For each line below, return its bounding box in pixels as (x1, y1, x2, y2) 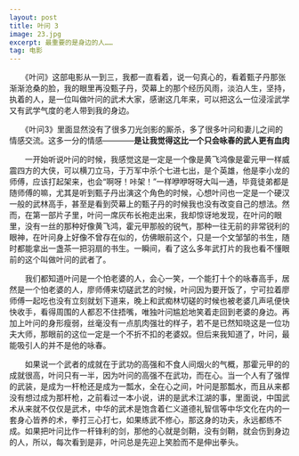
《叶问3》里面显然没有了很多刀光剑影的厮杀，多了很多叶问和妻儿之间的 (24, 124, 283, 134)
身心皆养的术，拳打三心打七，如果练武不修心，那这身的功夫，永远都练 (16, 415, 274, 426)
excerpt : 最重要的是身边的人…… (9, 37, 113, 47)
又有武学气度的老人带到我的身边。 (9, 105, 134, 116)
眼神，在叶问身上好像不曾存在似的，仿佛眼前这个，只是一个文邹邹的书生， (9, 232, 282, 243)
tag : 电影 (9, 46, 43, 55)
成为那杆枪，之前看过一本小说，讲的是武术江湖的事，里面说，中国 (39, 393, 282, 403)
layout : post (9, 12, 58, 22)
